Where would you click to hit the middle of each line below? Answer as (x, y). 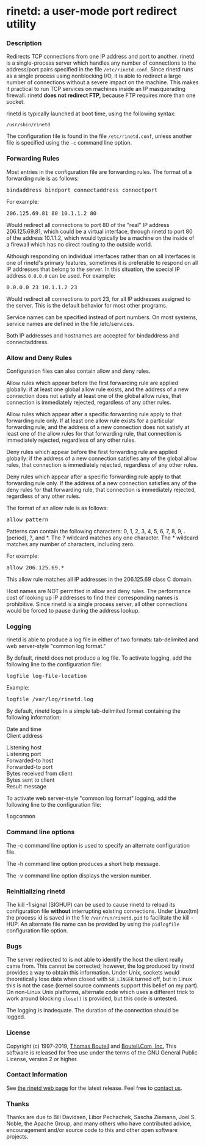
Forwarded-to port (30, 767)
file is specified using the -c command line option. (69, 143)
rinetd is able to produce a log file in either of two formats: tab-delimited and (103, 640)
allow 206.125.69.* (35, 568)
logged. (16, 1017)
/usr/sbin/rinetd (28, 125)
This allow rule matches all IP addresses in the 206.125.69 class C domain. (100, 579)
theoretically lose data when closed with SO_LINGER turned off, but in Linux (99, 979)
